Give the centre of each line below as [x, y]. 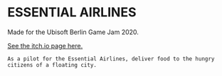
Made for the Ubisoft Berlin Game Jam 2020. [73, 32]
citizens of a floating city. [52, 65]
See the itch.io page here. [45, 45]
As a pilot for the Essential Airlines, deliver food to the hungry [111, 59]
